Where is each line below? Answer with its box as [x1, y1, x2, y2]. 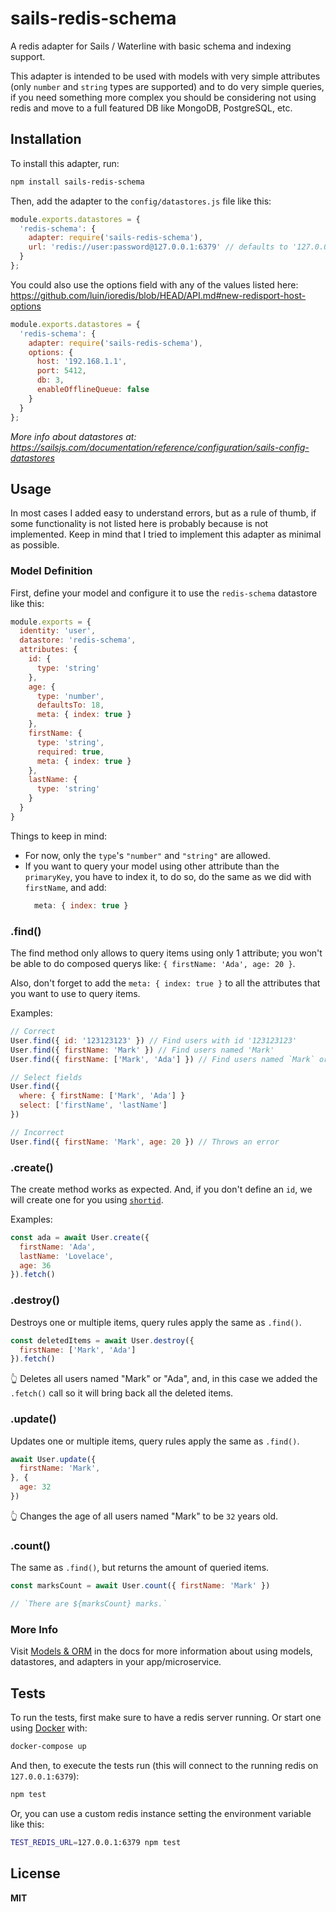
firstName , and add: [24, 881, 107, 893]
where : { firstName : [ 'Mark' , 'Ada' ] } [19, 1091, 186, 1101]
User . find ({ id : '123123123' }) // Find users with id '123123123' [10, 1035, 298, 1046]
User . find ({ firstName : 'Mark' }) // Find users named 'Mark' [10, 1045, 275, 1055]
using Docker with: [10, 1722, 88, 1734]
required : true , [36, 747, 105, 757]
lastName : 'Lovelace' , [19, 1251, 114, 1261]
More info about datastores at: [10, 430, 137, 442]
